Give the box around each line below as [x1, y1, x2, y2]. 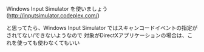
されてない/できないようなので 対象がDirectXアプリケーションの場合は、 [6, 32, 188, 39]
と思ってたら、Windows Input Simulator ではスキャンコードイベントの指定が [6, 25, 198, 31]
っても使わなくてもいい [22, 39, 80, 46]
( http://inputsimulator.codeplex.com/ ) [6, 12, 100, 19]
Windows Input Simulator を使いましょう [6, 5, 108, 12]
